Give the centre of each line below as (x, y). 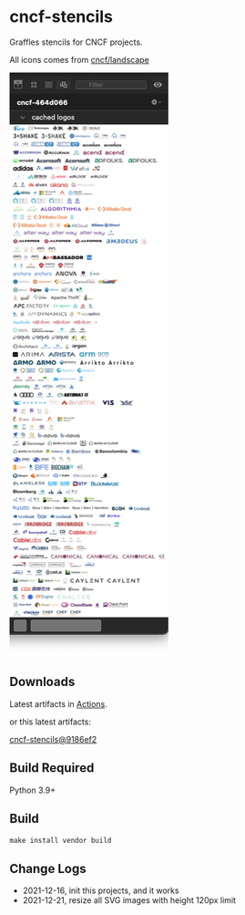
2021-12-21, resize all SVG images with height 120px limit (129, 900)
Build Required (52, 768)
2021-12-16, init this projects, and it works (101, 890)
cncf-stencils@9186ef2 (53, 739)
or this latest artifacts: (50, 722)
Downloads (42, 682)
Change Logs (48, 868)
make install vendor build (61, 841)
